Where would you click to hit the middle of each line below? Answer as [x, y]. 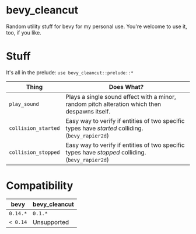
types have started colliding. [104, 128]
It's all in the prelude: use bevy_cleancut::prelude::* [70, 72]
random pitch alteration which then [113, 104]
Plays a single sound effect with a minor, [121, 97]
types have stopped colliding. [106, 152]
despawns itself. [88, 111]
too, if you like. [24, 32]
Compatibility [40, 186]
